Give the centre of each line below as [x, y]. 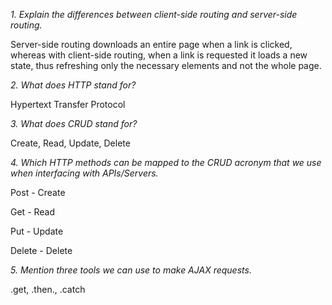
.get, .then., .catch [48, 289]
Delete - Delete [41, 250]
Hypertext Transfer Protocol [68, 104]
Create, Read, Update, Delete [70, 143]
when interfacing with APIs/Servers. [84, 173]
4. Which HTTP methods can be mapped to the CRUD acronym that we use [166, 162]
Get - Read [33, 212]
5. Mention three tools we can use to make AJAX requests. [131, 270]
